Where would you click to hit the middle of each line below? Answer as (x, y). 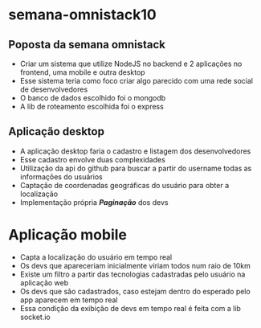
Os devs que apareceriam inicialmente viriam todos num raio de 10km (135, 265)
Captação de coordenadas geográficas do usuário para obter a (124, 185)
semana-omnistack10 (82, 15)
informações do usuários (61, 176)
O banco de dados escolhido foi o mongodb (93, 98)
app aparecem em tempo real (69, 300)
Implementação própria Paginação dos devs (94, 202)
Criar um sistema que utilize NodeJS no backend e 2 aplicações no (131, 64)
